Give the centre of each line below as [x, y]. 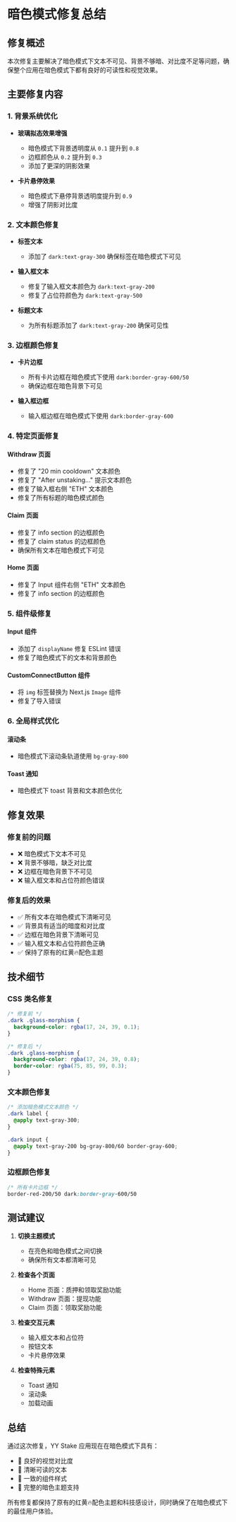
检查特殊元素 [36, 1370]
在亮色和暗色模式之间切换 [65, 1251]
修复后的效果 [29, 901]
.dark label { [28, 1114]
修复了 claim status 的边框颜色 [61, 541]
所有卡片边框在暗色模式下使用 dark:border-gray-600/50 [108, 377]
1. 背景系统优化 [33, 116]
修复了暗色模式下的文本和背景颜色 [67, 657]
